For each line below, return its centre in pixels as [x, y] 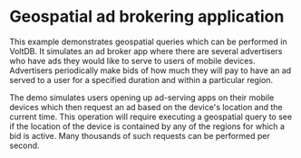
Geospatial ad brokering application [147, 17]
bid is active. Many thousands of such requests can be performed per [140, 135]
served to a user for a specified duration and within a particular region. [141, 79]
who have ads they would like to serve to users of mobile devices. [132, 60]
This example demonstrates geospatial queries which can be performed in [148, 42]
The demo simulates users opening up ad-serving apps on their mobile [142, 98]
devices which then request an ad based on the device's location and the [146, 107]
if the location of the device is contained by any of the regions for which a [147, 126]
